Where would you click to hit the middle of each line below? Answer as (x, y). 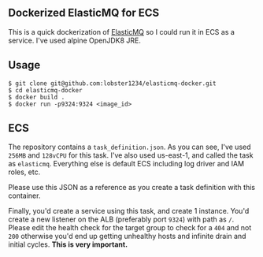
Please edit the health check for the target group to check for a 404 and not (130, 228)
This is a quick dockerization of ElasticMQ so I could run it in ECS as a (121, 32)
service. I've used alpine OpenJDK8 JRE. (75, 40)
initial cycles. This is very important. (68, 244)
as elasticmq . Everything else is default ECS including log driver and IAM (126, 164)
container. (24, 196)
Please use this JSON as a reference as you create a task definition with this (132, 188)
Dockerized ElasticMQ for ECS (84, 13)
